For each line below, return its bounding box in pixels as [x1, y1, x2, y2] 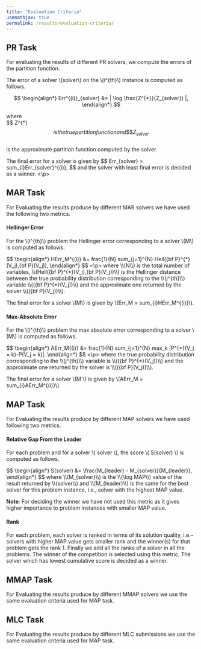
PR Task [6, 42, 37, 52]
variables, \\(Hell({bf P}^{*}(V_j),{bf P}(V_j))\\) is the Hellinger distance [6, 268, 181, 275]
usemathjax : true [6, 14, 50, 21]
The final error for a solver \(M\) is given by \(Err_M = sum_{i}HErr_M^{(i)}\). [6, 299, 194, 306]
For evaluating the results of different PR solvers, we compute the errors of [6, 59, 192, 66]
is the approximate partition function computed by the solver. [6, 145, 158, 153]
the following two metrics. [6, 210, 71, 217]
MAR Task [6, 188, 45, 198]
